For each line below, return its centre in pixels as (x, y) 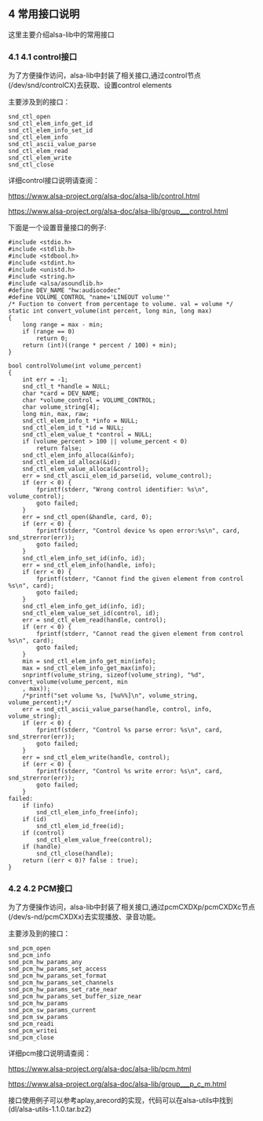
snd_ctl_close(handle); (75, 854)
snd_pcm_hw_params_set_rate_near (63, 990)
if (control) (44, 833)
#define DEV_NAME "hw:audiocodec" (65, 290)
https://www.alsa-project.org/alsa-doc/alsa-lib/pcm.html (100, 1069)
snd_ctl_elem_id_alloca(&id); (72, 462)
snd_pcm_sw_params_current (52, 1010)
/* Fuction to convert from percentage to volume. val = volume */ (121, 305)
